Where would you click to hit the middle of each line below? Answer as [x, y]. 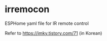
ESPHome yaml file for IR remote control [47, 23]
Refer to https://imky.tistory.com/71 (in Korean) [53, 33]
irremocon [27, 9]
